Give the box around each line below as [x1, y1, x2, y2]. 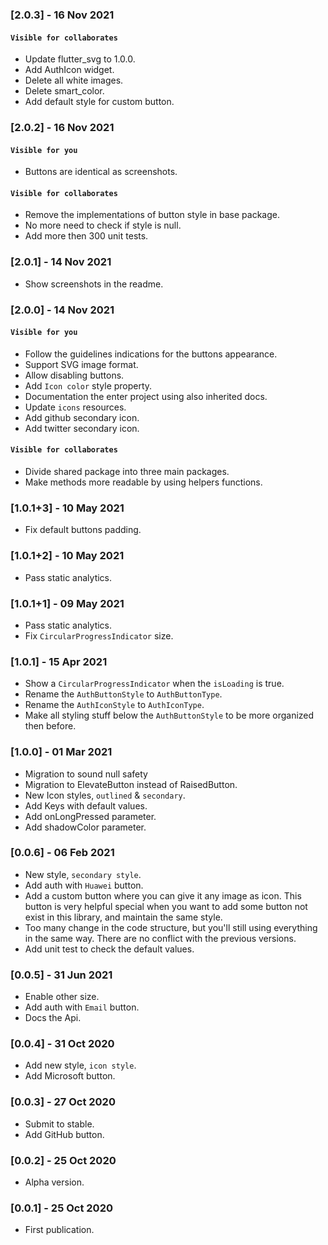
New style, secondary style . [24, 868, 142, 880]
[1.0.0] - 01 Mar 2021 [10, 745, 113, 759]
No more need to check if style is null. [24, 219, 182, 232]
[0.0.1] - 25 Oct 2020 [10, 1201, 113, 1215]
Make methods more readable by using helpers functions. [24, 476, 263, 488]
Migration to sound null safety [24, 768, 148, 780]
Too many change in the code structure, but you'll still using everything [24, 921, 318, 933]
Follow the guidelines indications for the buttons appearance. [24, 348, 278, 360]
